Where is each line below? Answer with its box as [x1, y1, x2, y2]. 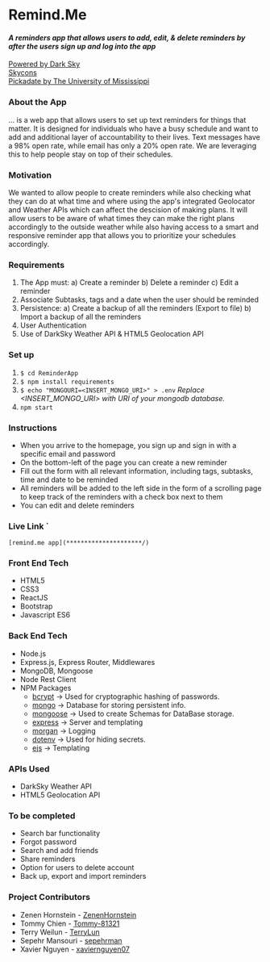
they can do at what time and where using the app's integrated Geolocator [8, 196, 255, 206]
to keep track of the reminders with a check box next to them [19, 491, 223, 501]
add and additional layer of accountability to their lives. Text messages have [8, 132, 260, 142]
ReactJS [19, 593, 48, 603]
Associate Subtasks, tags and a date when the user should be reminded [19, 295, 260, 304]
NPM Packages [19, 683, 72, 692]
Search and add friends [19, 846, 99, 855]
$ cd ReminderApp [19, 369, 79, 377]
